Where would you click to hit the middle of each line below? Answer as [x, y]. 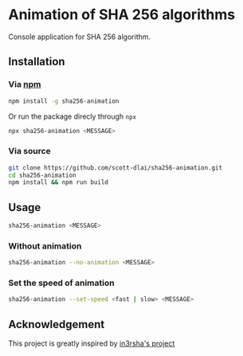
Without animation [45, 246]
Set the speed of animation [61, 283]
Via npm [25, 84]
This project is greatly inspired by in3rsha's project [92, 343]
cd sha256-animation [43, 175]
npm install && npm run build [59, 182]
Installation [37, 62]
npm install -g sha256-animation [64, 101]
